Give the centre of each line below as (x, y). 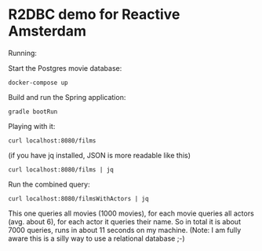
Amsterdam (47, 31)
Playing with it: (32, 126)
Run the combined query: (49, 184)
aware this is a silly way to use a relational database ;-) (97, 238)
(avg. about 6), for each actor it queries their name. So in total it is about (125, 221)
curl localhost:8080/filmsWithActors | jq (78, 198)
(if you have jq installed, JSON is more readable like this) (99, 155)
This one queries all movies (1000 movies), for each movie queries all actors (131, 213)
